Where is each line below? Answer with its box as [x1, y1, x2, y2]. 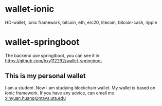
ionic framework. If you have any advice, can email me [5, 90, 114, 96]
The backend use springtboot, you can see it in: [5, 53, 101, 58]
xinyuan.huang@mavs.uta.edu [5, 95, 66, 101]
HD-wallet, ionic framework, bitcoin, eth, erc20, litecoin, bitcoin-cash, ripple [5, 19, 157, 25]
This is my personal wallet [5, 72, 86, 80]
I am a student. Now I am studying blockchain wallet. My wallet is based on [5, 85, 156, 90]
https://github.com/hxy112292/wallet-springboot [5, 57, 102, 64]
